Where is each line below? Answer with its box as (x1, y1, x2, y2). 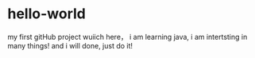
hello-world (7, 5, 87, 23)
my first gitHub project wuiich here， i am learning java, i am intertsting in (7, 32, 248, 41)
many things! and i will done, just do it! (7, 41, 133, 50)
